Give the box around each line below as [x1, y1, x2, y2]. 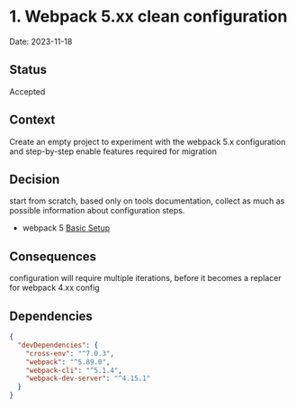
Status [9, 62, 48, 77]
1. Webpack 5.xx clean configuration [9, 6, 288, 27]
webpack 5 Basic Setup [22, 222, 111, 233]
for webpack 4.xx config [9, 282, 101, 294]
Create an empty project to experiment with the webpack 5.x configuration [9, 136, 286, 147]
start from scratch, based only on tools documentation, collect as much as [9, 195, 285, 206]
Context [9, 113, 56, 128]
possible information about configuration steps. [9, 205, 185, 216]
